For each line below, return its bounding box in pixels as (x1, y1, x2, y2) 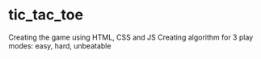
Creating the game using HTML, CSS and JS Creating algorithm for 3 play (8, 32, 254, 42)
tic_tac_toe (8, 6, 83, 24)
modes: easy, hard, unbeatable (8, 40, 112, 50)
